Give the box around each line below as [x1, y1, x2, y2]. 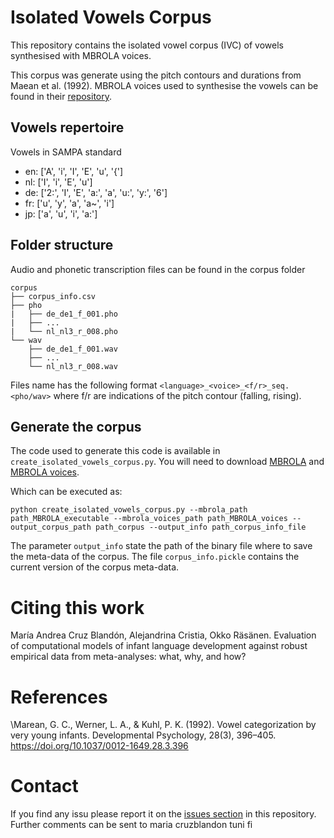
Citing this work [10, 596, 145, 619]
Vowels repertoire [10, 119, 125, 136]
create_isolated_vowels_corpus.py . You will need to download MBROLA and [10, 456, 325, 468]
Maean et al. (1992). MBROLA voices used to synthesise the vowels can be [10, 79, 319, 91]
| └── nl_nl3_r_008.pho [10, 326, 118, 336]
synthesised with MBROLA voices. [10, 49, 152, 61]
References [10, 686, 108, 708]
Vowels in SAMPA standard [10, 146, 122, 158]
